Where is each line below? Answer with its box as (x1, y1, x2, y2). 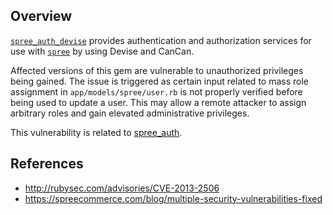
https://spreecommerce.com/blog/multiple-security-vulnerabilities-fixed (24, 192, 323, 204)
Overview (10, 8, 73, 25)
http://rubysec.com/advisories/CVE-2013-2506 (24, 182, 220, 194)
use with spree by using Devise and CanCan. (10, 45, 195, 57)
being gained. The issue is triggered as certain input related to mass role (10, 75, 309, 87)
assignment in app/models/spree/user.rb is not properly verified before (10, 85, 303, 98)
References (10, 155, 84, 173)
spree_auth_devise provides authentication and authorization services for (10, 34, 312, 46)
